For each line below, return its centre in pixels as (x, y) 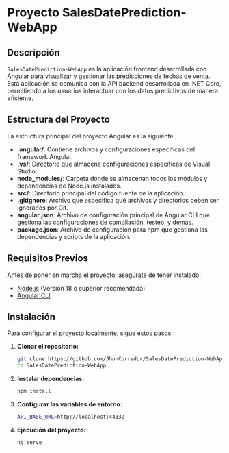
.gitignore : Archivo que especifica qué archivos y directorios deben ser (118, 200)
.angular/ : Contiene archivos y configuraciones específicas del (106, 149)
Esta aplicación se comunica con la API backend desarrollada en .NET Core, (114, 83)
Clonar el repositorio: (48, 347)
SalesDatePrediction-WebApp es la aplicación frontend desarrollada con (107, 69)
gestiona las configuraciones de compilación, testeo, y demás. (105, 222)
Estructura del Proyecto (59, 120)
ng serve (29, 442)
